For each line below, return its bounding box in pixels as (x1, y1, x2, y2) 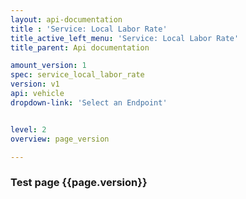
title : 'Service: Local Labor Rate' (10, 24, 168, 34)
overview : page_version (10, 134, 110, 144)
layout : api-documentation (10, 14, 123, 25)
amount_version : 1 (10, 61, 87, 71)
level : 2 (10, 124, 47, 135)
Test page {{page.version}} (10, 176, 148, 190)
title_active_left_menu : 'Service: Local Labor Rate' (10, 33, 240, 43)
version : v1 (10, 79, 60, 90)
